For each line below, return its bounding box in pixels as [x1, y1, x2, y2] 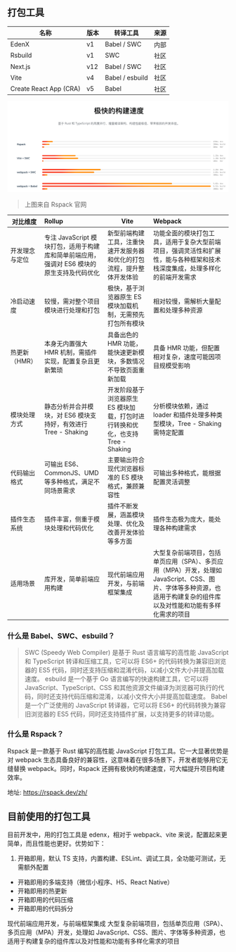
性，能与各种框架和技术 [153, 256, 221, 264]
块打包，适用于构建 [44, 242, 100, 251]
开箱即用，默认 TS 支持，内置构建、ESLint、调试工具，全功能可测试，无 [17, 854, 226, 863]
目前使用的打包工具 [7, 810, 91, 822]
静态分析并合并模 [44, 402, 94, 411]
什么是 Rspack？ [7, 729, 65, 739]
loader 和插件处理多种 [153, 411, 216, 419]
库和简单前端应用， [44, 251, 100, 259]
